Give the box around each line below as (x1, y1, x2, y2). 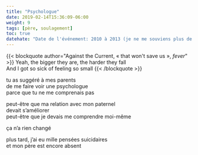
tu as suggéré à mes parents (6, 76, 76, 83)
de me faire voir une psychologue (6, 83, 88, 89)
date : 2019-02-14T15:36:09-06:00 (6, 14, 89, 20)
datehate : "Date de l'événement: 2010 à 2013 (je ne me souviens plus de (6, 36, 193, 42)
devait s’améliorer (6, 107, 50, 114)
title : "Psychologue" (6, 8, 60, 15)
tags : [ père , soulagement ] (6, 25, 73, 31)
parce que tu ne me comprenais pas (6, 89, 95, 96)
